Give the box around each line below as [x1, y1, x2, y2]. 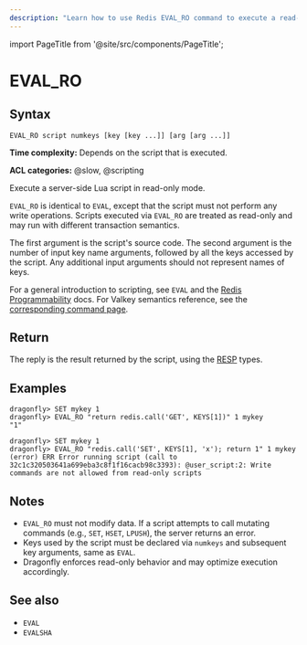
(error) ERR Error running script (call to [9, 453, 178, 462]
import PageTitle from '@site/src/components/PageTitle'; [9, 38, 224, 49]
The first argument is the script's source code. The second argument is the [9, 237, 292, 248]
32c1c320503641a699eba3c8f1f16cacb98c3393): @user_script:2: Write [9, 460, 272, 471]
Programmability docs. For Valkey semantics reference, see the [9, 293, 249, 304]
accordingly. [22, 566, 70, 577]
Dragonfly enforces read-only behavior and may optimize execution [22, 556, 279, 567]
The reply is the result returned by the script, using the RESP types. [9, 354, 263, 365]
